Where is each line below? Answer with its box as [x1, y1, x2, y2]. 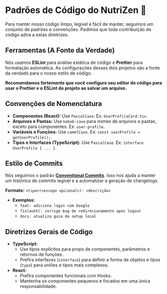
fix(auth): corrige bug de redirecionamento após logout [19, 208, 141, 214]
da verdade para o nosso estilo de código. [5, 70, 92, 76]
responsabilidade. [19, 283, 57, 289]
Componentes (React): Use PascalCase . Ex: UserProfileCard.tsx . [12, 112, 147, 119]
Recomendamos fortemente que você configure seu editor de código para [5, 79, 162, 85]
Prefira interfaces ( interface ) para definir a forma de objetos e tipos [19, 257, 161, 263]
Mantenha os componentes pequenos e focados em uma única [19, 278, 150, 284]
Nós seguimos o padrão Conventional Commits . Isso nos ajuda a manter [5, 172, 156, 178]
